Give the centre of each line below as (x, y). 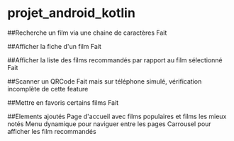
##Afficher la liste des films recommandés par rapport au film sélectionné (115, 60)
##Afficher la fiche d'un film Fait (54, 46)
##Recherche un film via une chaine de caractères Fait (87, 33)
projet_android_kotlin (72, 13)
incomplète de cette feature (48, 89)
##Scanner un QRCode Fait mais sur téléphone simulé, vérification (105, 81)
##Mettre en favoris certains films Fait (63, 102)
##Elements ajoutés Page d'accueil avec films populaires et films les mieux (117, 116)
